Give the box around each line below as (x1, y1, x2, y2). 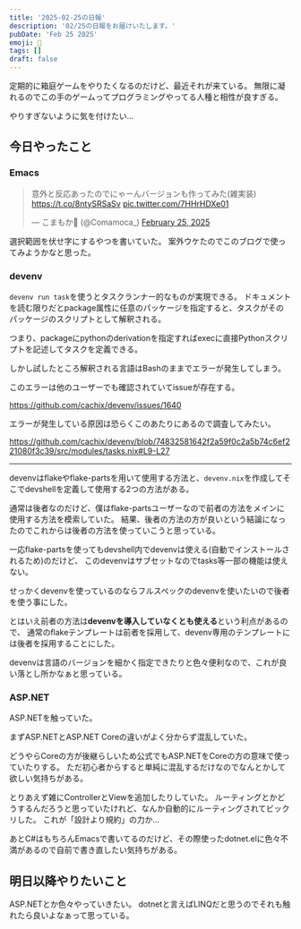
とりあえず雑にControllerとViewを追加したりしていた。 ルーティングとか (9, 792, 278, 803)
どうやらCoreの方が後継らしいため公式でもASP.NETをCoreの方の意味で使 (9, 751, 282, 762)
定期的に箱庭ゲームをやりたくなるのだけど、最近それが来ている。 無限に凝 (9, 81, 286, 90)
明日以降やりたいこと (9, 874, 127, 889)
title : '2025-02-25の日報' (9, 13, 106, 22)
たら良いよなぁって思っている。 (16, 910, 134, 921)
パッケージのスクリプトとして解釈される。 (9, 313, 167, 324)
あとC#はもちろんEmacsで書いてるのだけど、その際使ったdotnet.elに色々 (9, 833, 281, 844)
